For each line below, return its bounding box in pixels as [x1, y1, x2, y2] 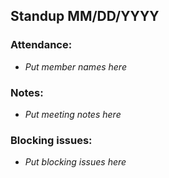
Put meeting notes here [24, 108, 122, 120]
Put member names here [24, 60, 127, 73]
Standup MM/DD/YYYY [10, 8, 160, 25]
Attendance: [10, 38, 73, 52]
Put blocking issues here [24, 156, 127, 168]
